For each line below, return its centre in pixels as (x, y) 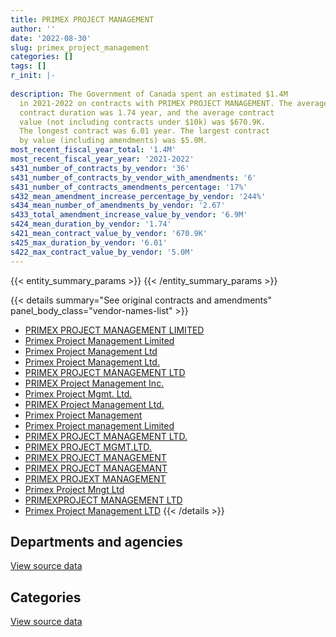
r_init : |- (33, 76)
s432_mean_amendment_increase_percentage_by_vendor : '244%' (138, 196)
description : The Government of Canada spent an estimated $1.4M (149, 94)
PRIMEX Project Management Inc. (94, 383)
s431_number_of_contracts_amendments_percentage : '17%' (129, 187)
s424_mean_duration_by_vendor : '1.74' (91, 224)
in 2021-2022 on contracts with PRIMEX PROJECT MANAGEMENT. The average (174, 103)
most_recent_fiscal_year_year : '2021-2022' (102, 159)
